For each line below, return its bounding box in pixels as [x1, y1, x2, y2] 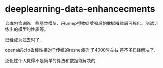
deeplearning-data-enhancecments [5, 3, 156, 15]
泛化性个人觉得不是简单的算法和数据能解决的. [5, 57, 97, 63]
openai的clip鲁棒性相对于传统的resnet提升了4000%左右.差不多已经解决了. [5, 47, 156, 53]
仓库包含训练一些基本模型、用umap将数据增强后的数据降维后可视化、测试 [5, 20, 154, 26]
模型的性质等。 [18, 26, 48, 32]
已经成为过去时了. [5, 37, 41, 43]
